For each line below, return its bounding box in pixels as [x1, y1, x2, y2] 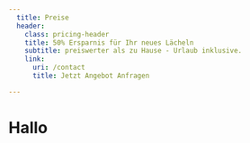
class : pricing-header [24, 29, 110, 38]
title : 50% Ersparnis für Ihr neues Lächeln [24, 38, 194, 47]
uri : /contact [31, 63, 86, 72]
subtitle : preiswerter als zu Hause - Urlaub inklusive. [24, 46, 243, 55]
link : [24, 55, 46, 63]
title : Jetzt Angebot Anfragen [31, 71, 150, 80]
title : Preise [16, 13, 69, 22]
